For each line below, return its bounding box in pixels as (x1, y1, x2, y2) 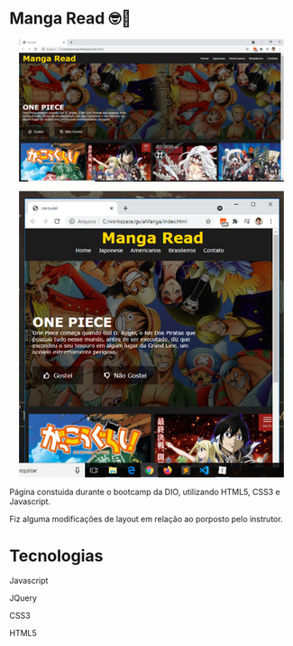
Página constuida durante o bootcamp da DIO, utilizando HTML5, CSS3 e (9, 487, 281, 498)
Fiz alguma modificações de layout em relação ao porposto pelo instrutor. (9, 514, 283, 525)
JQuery (9, 593, 38, 604)
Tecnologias (9, 546, 104, 566)
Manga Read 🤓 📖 (9, 8, 133, 29)
